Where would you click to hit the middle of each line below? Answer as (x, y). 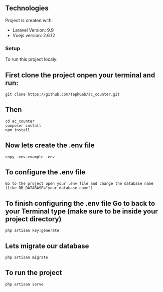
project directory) (33, 219)
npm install (18, 130)
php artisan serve (24, 284)
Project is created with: (29, 20)
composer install (23, 125)
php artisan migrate (27, 257)
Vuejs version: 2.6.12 (34, 35)
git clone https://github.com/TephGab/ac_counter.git (63, 94)
